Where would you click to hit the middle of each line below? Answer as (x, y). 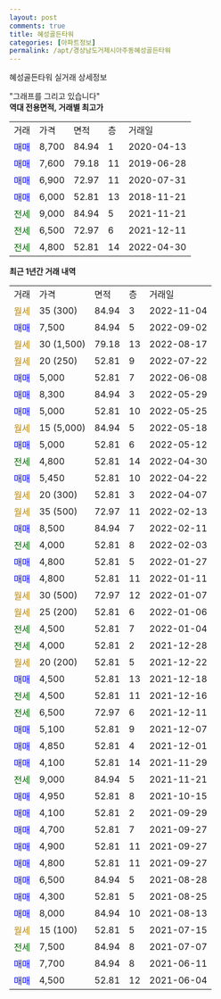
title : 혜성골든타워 (41, 34)
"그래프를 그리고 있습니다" (55, 96)
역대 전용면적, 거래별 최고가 (57, 107)
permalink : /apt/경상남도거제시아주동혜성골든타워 (90, 51)
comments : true (37, 26)
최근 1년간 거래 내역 (43, 271)
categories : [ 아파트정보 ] (53, 42)
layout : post (33, 17)
